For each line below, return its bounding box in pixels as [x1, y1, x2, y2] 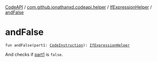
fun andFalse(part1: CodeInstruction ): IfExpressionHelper [5, 43, 130, 48]
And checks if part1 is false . [5, 51, 63, 57]
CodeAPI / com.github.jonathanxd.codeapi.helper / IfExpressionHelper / [5, 4, 152, 10]
